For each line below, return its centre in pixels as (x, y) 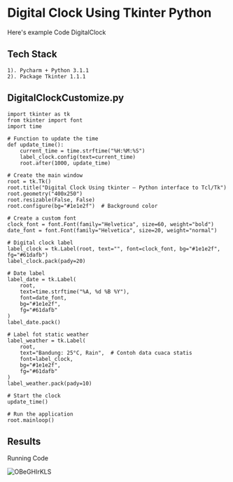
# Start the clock (34, 396)
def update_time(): (36, 145)
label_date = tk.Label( (42, 279)
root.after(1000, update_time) (65, 163)
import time (24, 126)
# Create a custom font (42, 218)
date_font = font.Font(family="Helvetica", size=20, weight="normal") (112, 230)
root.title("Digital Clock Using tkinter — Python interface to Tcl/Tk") (117, 187)
